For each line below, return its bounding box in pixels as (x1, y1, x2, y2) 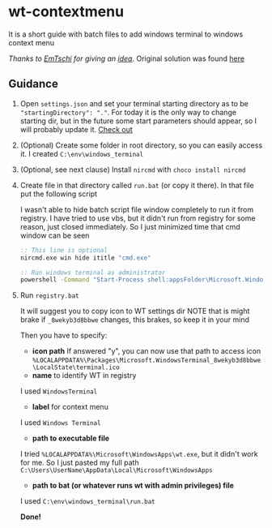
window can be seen (19, 230, 90, 240)
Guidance (8, 77, 58, 91)
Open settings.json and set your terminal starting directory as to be (19, 98, 249, 108)
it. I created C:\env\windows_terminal (19, 148, 144, 158)
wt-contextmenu (8, 2, 124, 21)
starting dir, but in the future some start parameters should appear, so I (19, 116, 257, 126)
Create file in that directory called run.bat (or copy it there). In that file (19, 180, 254, 190)
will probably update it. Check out (19, 124, 134, 134)
